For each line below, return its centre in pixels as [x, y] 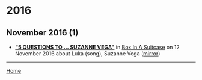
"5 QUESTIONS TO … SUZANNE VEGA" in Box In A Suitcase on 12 [97, 47]
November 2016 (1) [42, 33]
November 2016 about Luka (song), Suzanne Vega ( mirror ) [87, 54]
